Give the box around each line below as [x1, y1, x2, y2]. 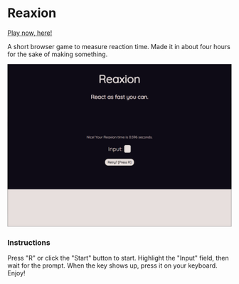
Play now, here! [7, 28, 53, 37]
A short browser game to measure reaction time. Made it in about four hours [7, 42, 231, 51]
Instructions [7, 238, 51, 248]
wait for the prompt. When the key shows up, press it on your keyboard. [7, 261, 218, 270]
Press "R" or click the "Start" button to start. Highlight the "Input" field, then [7, 254, 229, 263]
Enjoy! [7, 269, 26, 278]
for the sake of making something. [7, 50, 108, 58]
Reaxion [7, 5, 57, 21]
